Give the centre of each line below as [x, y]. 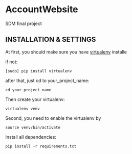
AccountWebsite [42, 9]
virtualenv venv [23, 109]
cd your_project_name [28, 90]
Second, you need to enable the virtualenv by [53, 118]
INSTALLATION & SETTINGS [51, 40]
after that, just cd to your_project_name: [47, 81]
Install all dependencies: [31, 137]
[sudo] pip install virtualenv [39, 71]
